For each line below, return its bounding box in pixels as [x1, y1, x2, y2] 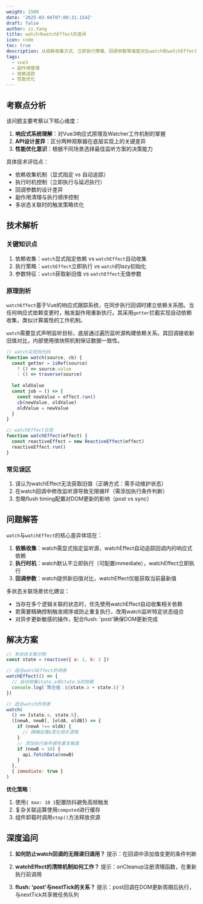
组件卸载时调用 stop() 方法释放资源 [14, 813, 101, 821]
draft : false [6, 20, 39, 26]
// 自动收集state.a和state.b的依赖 [11, 679, 94, 685]
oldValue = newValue [17, 405, 69, 411]
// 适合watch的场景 [6, 701, 51, 707]
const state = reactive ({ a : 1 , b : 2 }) [6, 656, 110, 663]
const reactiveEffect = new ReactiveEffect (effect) [11, 438, 145, 444]
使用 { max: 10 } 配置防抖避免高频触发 [14, 798, 109, 806]
